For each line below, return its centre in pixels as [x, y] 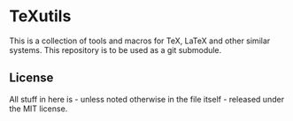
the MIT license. [39, 109]
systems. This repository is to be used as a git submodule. [116, 49]
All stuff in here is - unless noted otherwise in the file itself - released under [147, 99]
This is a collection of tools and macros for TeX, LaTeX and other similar [140, 41]
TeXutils [40, 16]
